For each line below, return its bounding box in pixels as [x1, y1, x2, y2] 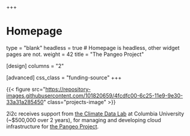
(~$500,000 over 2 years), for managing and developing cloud [6, 116, 161, 123]
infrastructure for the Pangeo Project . [6, 123, 99, 130]
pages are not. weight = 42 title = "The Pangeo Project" [6, 51, 144, 58]
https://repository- [44, 85, 91, 93]
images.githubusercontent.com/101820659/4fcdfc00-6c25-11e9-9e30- [6, 91, 183, 99]
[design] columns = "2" [6, 62, 64, 69]
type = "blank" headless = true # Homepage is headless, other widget [6, 44, 180, 51]
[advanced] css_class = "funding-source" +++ [6, 73, 122, 81]
